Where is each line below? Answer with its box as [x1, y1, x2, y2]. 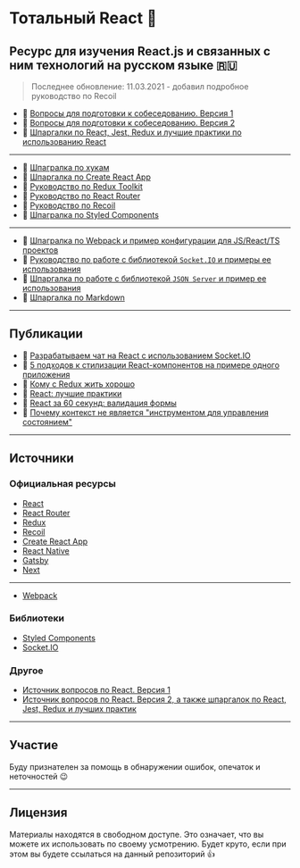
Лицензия [9, 805, 68, 821]
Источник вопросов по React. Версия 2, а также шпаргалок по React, [21, 694, 287, 705]
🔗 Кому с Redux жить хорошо [21, 379, 136, 389]
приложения [21, 369, 71, 380]
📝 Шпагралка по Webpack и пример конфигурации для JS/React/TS [21, 236, 280, 246]
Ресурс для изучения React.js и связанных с [9, 44, 271, 59]
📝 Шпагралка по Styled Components [21, 210, 159, 220]
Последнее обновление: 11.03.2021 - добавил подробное [30, 81, 249, 92]
